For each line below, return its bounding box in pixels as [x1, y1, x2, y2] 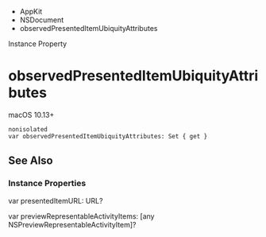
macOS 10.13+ [8, 110, 55, 119]
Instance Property [8, 39, 67, 49]
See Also [8, 154, 53, 168]
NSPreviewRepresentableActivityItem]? [8, 220, 137, 229]
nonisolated [8, 125, 48, 134]
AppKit [19, 7, 43, 16]
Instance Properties [8, 178, 87, 189]
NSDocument [19, 15, 64, 25]
